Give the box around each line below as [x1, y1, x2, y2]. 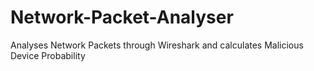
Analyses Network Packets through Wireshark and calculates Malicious [10, 39, 304, 51]
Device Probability [10, 49, 86, 61]
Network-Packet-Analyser [10, 6, 234, 29]
